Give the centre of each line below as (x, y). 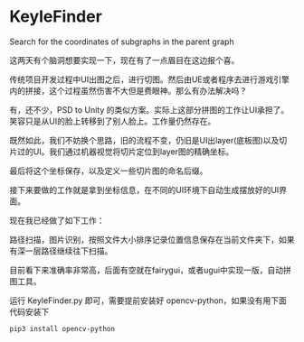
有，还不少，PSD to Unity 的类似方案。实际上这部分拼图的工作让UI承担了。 (149, 109)
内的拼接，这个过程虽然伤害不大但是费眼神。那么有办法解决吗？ (128, 90)
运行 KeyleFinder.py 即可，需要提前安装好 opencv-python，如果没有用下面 (148, 300)
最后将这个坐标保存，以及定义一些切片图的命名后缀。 (109, 171)
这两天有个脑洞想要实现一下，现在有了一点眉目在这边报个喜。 (124, 60)
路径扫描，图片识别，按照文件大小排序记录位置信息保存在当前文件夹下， (144, 239)
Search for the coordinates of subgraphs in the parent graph (122, 42)
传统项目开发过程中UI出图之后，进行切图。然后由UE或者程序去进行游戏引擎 (150, 79)
